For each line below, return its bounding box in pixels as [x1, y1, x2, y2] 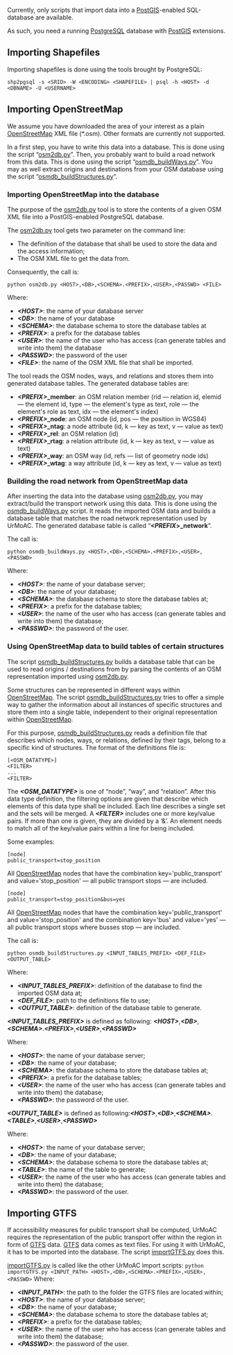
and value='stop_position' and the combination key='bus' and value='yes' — [7, 915, 226, 923]
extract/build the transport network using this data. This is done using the [7, 500, 217, 508]
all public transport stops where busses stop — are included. [7, 923, 181, 931]
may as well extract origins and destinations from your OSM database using [7, 164, 224, 173]
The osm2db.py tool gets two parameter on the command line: [7, 225, 186, 235]
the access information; [17, 246, 85, 255]
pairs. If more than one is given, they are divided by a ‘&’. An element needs [7, 817, 222, 825]
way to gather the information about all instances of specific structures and [7, 700, 223, 708]
